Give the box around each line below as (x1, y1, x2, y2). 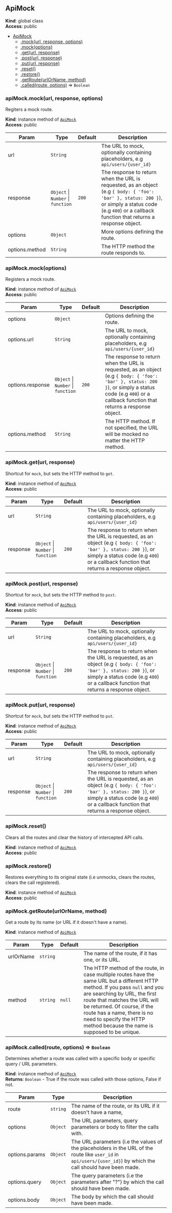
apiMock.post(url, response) (5, 580, 78, 587)
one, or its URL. (83, 956, 120, 963)
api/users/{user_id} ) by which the (71, 1157, 155, 1164)
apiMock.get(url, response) (5, 459, 75, 466)
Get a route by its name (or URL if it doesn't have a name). (5, 919, 128, 925)
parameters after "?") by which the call (71, 1179, 164, 1186)
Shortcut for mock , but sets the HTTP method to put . (5, 713, 114, 719)
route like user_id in (71, 1151, 119, 1158)
